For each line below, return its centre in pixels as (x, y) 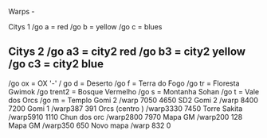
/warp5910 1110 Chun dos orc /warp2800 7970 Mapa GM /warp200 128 (126, 117)
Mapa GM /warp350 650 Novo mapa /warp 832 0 (90, 125)
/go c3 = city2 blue (56, 64)
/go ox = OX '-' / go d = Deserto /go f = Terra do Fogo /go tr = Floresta (124, 83)
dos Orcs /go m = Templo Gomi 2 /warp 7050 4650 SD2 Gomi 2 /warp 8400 (133, 100)
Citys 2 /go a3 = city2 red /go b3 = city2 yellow (127, 52)
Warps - (22, 11)
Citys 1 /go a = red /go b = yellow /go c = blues (85, 27)
